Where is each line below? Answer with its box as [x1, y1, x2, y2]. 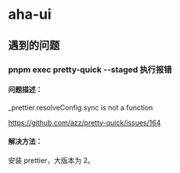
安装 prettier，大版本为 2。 [8, 155, 95, 165]
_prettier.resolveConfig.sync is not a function [8, 103, 153, 112]
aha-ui [8, 5, 52, 23]
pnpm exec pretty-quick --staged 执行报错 [8, 64, 172, 75]
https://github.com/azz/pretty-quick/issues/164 [8, 117, 161, 127]
